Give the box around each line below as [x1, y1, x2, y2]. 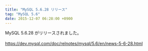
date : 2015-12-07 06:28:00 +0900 [5, 16, 73, 21]
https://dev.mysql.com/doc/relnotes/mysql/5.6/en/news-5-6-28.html [5, 41, 143, 47]
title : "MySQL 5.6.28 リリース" [5, 7, 68, 12]
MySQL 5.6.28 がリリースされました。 [5, 30, 82, 36]
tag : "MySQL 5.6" [5, 12, 40, 17]
